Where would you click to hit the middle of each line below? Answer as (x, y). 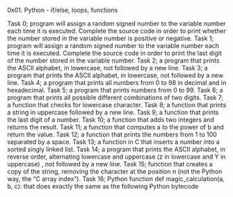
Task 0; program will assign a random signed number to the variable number (116, 23)
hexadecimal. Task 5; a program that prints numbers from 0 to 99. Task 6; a (115, 90)
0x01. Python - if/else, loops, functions (63, 10)
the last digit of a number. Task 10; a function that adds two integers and (111, 120)
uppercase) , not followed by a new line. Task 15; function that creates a (110, 164)
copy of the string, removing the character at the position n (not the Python (115, 171)
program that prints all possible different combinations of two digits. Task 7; (115, 97)
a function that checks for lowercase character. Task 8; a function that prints (117, 105)
